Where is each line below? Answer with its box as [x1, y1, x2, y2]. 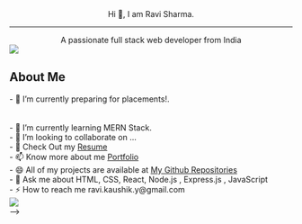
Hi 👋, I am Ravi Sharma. [107, 9, 195, 19]
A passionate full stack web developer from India [60, 35, 242, 45]
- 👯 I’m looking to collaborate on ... [9, 131, 138, 142]
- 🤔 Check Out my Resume [9, 141, 108, 152]
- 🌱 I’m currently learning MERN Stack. [9, 121, 153, 133]
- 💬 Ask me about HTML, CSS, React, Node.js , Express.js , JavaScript [9, 174, 268, 184]
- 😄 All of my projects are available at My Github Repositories [9, 164, 238, 175]
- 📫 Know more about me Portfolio [9, 151, 139, 162]
